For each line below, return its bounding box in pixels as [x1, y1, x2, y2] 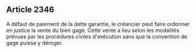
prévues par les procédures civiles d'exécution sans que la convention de [6, 32, 188, 40]
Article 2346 [6, 5, 55, 15]
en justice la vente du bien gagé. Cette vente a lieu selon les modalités [6, 27, 179, 34]
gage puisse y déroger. [6, 39, 63, 46]
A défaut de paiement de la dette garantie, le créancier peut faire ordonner [6, 20, 190, 27]
